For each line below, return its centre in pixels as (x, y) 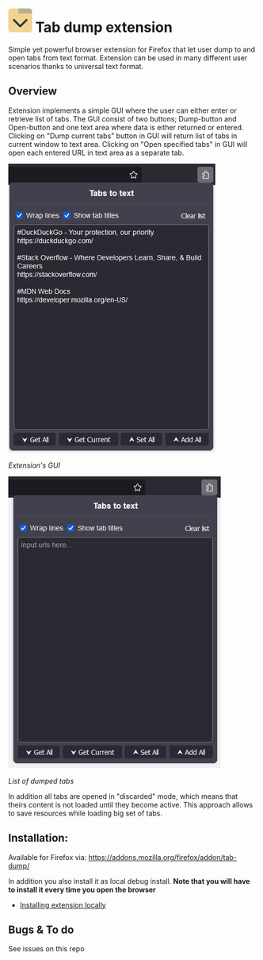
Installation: (38, 838)
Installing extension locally (63, 904)
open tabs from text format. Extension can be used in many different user (128, 58)
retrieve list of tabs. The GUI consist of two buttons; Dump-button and (122, 118)
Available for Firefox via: (48, 857)
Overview (33, 91)
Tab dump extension (104, 27)
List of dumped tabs (41, 781)
